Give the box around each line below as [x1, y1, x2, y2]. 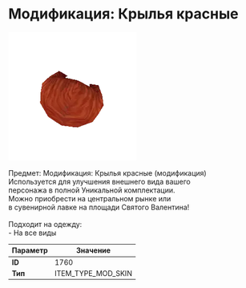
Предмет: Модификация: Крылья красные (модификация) [8, 168, 207, 177]
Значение [75, 245, 111, 255]
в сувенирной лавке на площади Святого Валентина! [8, 202, 190, 212]
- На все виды [8, 228, 57, 237]
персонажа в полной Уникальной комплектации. [8, 185, 175, 195]
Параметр [11, 245, 48, 255]
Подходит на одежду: [8, 219, 83, 229]
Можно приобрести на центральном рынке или [8, 193, 171, 203]
